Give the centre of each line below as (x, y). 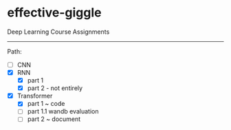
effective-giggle (54, 13)
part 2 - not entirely (55, 88)
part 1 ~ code (46, 104)
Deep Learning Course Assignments (58, 32)
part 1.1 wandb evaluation (63, 111)
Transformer (35, 96)
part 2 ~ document (54, 119)
